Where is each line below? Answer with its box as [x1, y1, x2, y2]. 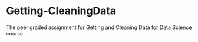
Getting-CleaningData [6, 4, 117, 18]
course [6, 30, 24, 37]
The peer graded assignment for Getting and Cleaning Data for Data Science [6, 24, 192, 31]
